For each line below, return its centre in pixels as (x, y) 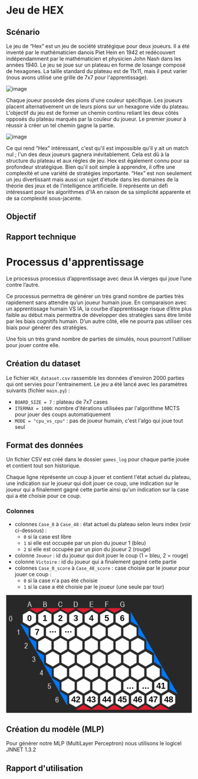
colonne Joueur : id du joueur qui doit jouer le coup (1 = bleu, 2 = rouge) (101, 555)
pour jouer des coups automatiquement (62, 414)
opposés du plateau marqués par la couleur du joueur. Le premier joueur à (96, 119)
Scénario (23, 32)
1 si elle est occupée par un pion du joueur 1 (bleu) (85, 543)
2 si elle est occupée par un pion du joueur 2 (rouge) (87, 549)
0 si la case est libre (47, 536)
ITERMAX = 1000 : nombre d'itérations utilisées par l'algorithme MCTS (97, 408)
